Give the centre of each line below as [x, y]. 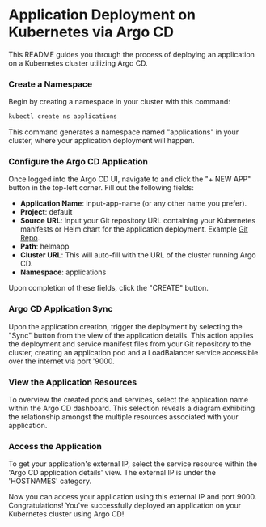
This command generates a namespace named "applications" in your [124, 132]
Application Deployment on [102, 15]
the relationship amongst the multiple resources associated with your [123, 417]
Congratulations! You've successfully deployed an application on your [125, 506]
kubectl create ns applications [63, 117]
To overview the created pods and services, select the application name [129, 399]
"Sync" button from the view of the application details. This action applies [131, 335]
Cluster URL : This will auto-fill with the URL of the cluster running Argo [138, 255]
